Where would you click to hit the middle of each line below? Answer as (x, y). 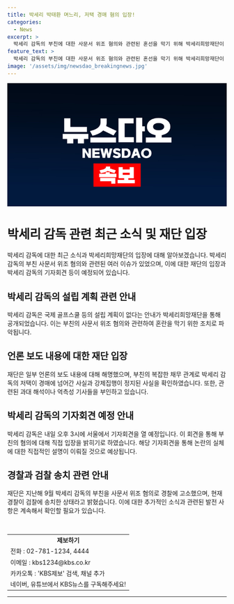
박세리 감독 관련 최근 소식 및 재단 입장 (107, 234)
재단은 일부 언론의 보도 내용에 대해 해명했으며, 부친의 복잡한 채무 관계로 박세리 (113, 374)
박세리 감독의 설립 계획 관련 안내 (72, 296)
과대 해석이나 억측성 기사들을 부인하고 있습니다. (84, 392)
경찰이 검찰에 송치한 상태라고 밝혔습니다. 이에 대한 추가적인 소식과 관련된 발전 (112, 502)
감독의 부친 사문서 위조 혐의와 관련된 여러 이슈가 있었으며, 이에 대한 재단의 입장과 (117, 264)
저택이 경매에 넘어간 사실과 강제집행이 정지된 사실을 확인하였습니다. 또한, (118, 382)
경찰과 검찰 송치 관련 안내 (58, 475)
